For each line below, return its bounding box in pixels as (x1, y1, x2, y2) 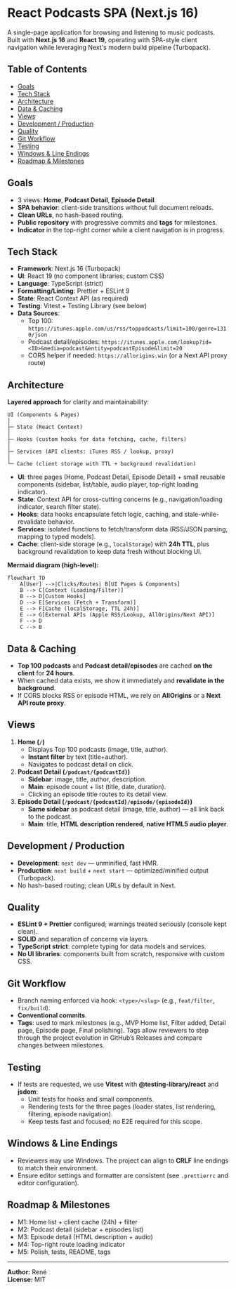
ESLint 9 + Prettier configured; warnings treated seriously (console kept (17, 920, 227, 928)
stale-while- (184, 510, 220, 519)
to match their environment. (17, 1163, 98, 1172)
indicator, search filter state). (17, 503, 101, 511)
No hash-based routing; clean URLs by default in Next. (17, 881, 176, 890)
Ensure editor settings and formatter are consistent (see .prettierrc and (17, 1171, 228, 1179)
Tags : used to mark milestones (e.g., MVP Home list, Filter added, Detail (17, 1019, 226, 1027)
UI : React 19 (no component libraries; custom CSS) (17, 272, 165, 280)
